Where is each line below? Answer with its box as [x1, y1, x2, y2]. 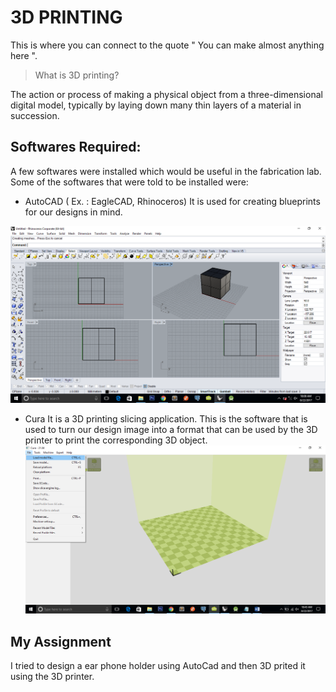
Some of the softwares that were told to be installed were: [10, 176, 249, 188]
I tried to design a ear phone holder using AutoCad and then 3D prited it [10, 660, 306, 672]
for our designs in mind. [24, 206, 123, 218]
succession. [10, 109, 60, 121]
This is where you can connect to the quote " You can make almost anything [10, 39, 325, 51]
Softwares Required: [10, 139, 142, 156]
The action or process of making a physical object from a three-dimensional [10, 88, 323, 100]
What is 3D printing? [34, 69, 120, 81]
